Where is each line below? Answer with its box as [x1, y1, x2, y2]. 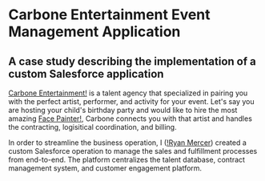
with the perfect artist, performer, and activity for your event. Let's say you [8, 97, 255, 106]
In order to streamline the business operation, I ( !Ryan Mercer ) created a [8, 138, 247, 147]
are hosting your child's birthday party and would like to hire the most [8, 106, 238, 115]
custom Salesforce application [8, 66, 164, 81]
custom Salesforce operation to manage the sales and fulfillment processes [8, 147, 258, 155]
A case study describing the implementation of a [8, 54, 256, 68]
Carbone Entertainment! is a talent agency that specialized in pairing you [8, 88, 248, 98]
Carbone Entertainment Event [8, 6, 211, 24]
